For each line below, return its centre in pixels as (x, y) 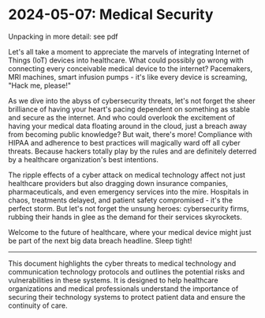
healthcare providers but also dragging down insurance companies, (118, 183)
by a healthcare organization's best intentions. (84, 159)
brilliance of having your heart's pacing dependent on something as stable (129, 109)
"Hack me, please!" (40, 85)
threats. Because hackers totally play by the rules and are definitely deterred (132, 151)
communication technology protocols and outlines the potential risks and (127, 271)
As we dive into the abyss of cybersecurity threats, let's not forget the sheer (132, 100)
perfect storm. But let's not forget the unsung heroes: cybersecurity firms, (129, 208)
